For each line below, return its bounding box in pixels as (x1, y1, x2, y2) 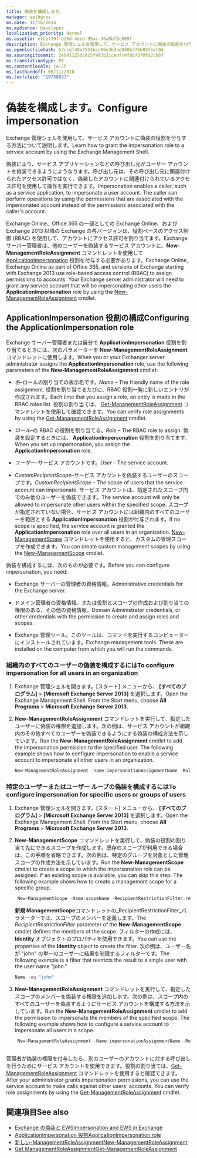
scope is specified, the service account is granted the (14, 522, 145, 529)
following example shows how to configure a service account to (14, 1020, 169, 1028)
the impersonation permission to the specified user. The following (14, 744, 174, 751)
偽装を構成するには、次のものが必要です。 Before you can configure (6, 561, 170, 568)
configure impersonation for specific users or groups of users (6, 790, 186, 798)
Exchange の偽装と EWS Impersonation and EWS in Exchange (14, 1124, 163, 1131)
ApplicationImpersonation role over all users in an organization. (14, 528, 171, 536)
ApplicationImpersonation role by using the (6, 289, 113, 296)
